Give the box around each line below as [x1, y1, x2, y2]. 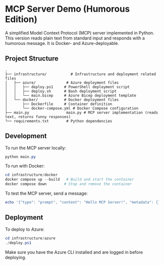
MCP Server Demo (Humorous [5, 3, 130, 15]
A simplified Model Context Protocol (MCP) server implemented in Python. [5, 30, 155, 36]
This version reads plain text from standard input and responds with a [5, 35, 145, 41]
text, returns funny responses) [5, 114, 71, 119]
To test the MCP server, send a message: [5, 190, 88, 196]
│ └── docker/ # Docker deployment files [5, 97, 119, 102]
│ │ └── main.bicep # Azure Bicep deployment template [5, 93, 137, 98]
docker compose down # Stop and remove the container [5, 182, 132, 186]
